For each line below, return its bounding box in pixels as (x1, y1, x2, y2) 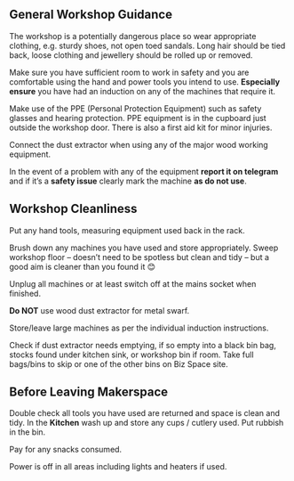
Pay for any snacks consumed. (9, 444, 123, 455)
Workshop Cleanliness (9, 201, 138, 216)
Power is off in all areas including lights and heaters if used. (9, 461, 227, 472)
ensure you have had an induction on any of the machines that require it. (9, 86, 276, 96)
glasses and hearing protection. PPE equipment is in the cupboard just (9, 112, 266, 123)
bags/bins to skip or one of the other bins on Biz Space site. (9, 358, 228, 369)
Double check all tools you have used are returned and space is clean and (9, 408, 280, 419)
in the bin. (9, 427, 46, 437)
